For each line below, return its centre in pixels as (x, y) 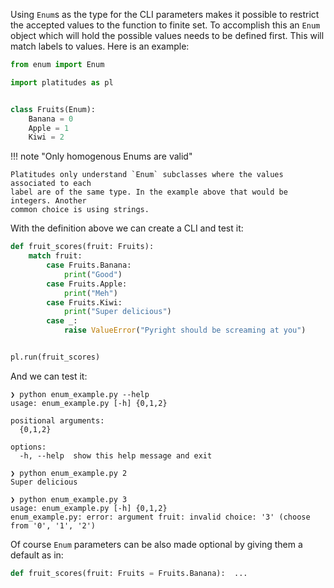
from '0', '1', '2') (53, 525)
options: (28, 447)
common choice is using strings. (80, 210)
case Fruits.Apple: (87, 284)
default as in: (37, 555)
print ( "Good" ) (93, 274)
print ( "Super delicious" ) (117, 312)
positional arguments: (57, 420)
